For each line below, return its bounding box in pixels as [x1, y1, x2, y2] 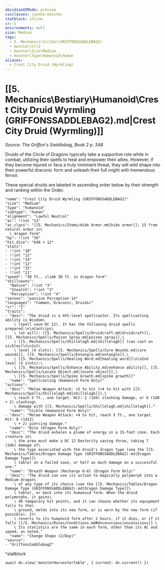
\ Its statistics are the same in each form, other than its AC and [14, 525, 158, 530]
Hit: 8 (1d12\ [5, 417, 34, 422]
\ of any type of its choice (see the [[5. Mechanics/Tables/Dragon [14, 482, 158, 487]
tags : [5, 35, 16, 40]
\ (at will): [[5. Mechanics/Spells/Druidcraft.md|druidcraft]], [14, 331, 151, 336]
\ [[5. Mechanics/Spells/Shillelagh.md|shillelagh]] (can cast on [14, 339, 153, 344]
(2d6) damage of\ [5, 443, 41, 448]
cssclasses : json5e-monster [5, 12, 63, 17]
